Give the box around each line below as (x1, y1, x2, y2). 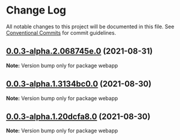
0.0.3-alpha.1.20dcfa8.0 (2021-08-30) (6, 111, 151, 121)
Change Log (6, 4, 66, 17)
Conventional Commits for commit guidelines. (6, 29, 116, 36)
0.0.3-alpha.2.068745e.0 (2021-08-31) (6, 46, 153, 56)
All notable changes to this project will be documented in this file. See (6, 23, 175, 30)
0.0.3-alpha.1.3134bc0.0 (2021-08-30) (6, 79, 152, 89)
